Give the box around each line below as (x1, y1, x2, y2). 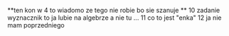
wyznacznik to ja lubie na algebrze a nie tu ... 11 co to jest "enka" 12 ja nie (7, 13, 222, 22)
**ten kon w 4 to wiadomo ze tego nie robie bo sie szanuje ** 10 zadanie (7, 6, 220, 14)
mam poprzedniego (7, 21, 65, 29)
